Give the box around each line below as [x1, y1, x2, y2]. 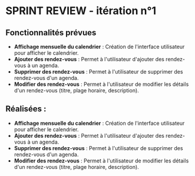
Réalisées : [5, 104, 47, 114]
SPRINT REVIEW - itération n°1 [5, 4, 157, 18]
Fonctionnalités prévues [5, 28, 97, 38]
